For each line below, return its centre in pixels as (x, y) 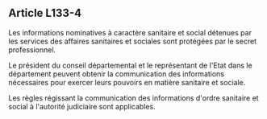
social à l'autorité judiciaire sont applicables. (82, 106)
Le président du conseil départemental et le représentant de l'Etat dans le (130, 65)
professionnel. (32, 49)
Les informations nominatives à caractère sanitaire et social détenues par (130, 32)
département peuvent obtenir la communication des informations (116, 74)
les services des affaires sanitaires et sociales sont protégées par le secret (132, 41)
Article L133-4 (45, 13)
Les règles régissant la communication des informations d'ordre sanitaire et (134, 98)
